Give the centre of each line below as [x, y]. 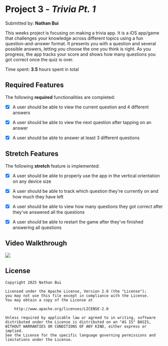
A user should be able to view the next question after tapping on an [82, 122]
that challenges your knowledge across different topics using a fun [74, 38]
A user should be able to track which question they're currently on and [86, 191]
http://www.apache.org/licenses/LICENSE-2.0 [61, 309]
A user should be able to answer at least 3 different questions [76, 138]
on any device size [32, 181]
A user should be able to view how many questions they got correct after [88, 206]
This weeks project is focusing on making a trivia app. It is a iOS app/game [82, 33]
